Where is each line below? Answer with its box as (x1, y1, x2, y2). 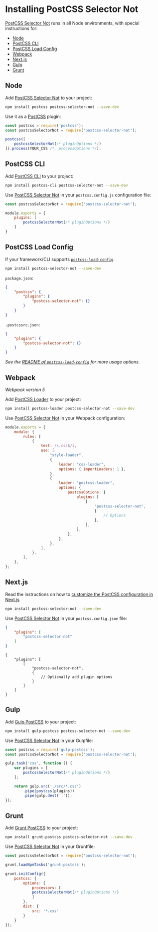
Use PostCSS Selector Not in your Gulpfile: (5, 737, 93, 743)
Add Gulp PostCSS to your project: (5, 718, 76, 724)
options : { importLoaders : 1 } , (58, 466, 126, 471)
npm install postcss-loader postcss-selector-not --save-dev (5, 406, 135, 411)
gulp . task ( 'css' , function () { (5, 761, 72, 766)
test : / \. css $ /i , (40, 443, 77, 448)
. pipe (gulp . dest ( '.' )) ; (23, 793, 72, 798)
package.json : (5, 275, 33, 281)
